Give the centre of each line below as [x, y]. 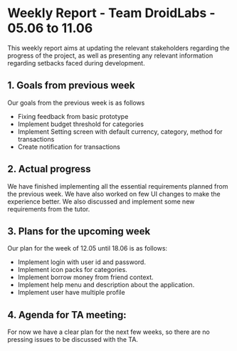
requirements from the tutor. [49, 209]
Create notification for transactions [69, 147]
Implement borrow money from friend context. [86, 277]
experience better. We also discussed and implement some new [101, 201]
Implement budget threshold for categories [81, 124]
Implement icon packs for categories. [73, 270]
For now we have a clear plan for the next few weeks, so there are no [109, 332]
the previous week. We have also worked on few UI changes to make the [114, 194]
